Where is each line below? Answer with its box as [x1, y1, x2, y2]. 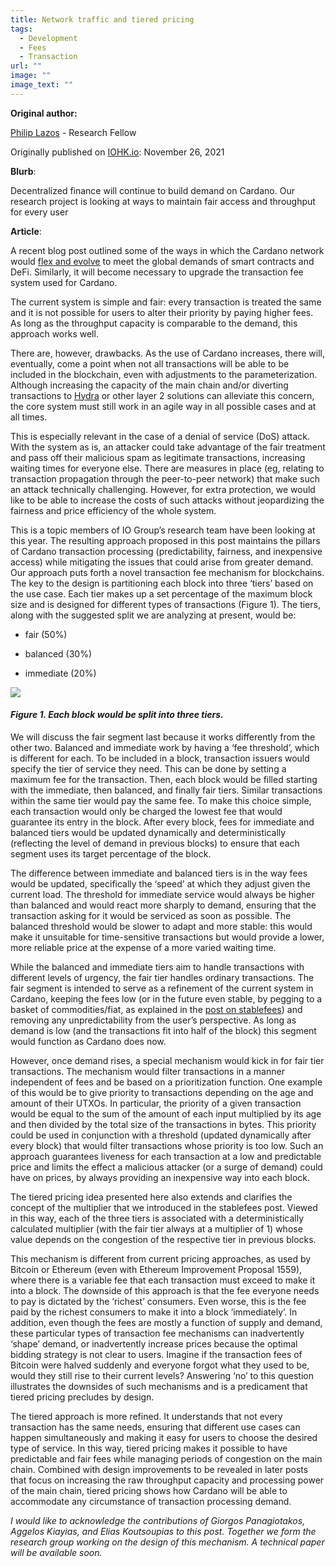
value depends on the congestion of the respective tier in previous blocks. [10, 1233, 317, 1245]
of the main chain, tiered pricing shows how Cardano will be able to [10, 1484, 288, 1496]
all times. [10, 411, 48, 423]
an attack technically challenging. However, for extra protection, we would [10, 483, 316, 495]
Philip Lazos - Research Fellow [10, 126, 137, 138]
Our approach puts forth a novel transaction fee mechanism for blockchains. [10, 566, 325, 578]
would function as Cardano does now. [10, 1035, 167, 1047]
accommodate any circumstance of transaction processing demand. [10, 1495, 292, 1507]
